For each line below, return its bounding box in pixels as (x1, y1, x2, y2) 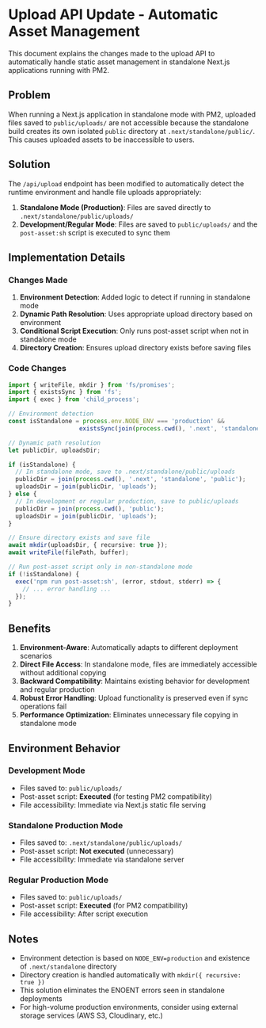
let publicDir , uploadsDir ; (8, 446, 101, 454)
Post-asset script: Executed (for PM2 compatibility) (19, 901, 188, 911)
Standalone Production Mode (8, 820, 123, 831)
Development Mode (8, 765, 85, 776)
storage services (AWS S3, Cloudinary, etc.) (19, 1011, 164, 1020)
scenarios (19, 652, 53, 661)
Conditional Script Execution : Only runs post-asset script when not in (19, 327, 249, 336)
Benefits (8, 621, 51, 635)
